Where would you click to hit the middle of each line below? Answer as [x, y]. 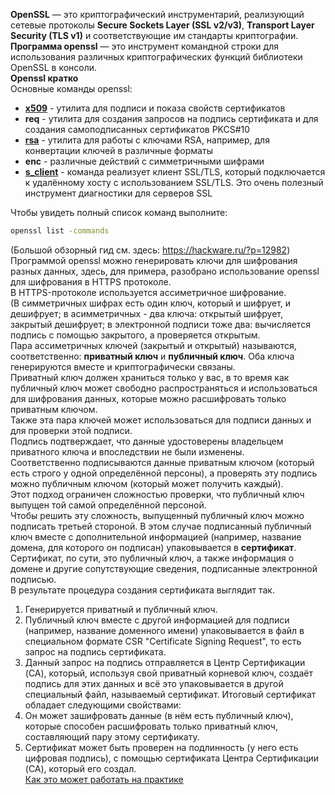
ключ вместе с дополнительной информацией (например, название [156, 536]
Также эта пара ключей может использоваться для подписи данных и [161, 420]
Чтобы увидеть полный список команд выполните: [119, 212]
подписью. [33, 579]
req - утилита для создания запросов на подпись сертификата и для [171, 118]
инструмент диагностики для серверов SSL [118, 193]
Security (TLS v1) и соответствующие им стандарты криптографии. [154, 35]
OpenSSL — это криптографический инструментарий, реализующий [157, 14]
